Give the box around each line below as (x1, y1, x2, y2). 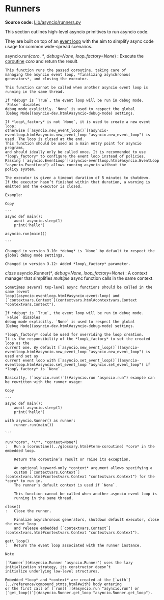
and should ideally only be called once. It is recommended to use (5, 150, 146, 154)
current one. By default (5, 345, 56, 350)
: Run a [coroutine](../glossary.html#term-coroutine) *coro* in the (5, 444, 155, 449)
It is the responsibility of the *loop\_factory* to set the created (5, 336, 151, 341)
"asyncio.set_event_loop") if (88, 362, 151, 367)
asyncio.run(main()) (5, 231, 48, 236)
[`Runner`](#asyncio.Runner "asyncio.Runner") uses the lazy (5, 560, 133, 565)
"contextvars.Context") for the (88, 474, 155, 479)
